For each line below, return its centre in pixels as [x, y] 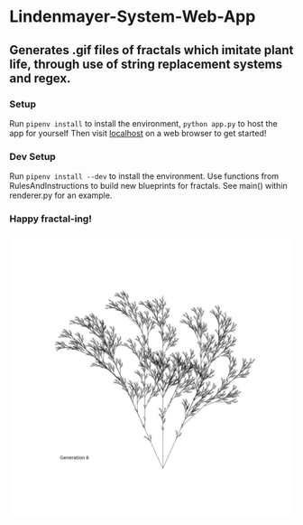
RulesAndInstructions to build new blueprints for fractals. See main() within [149, 186]
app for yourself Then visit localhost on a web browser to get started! [138, 133]
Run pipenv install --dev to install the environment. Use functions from [144, 176]
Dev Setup [32, 156]
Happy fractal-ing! [50, 219]
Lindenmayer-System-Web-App [133, 17]
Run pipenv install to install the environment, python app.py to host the [143, 123]
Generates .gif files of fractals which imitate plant [151, 50]
